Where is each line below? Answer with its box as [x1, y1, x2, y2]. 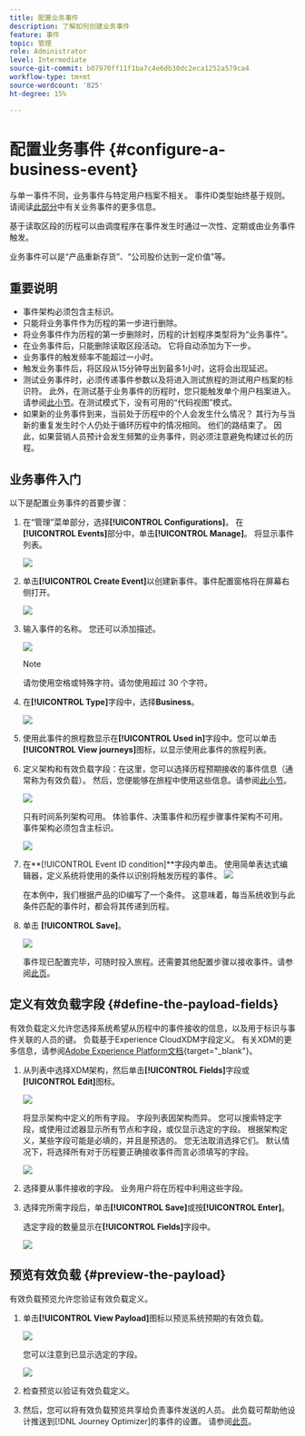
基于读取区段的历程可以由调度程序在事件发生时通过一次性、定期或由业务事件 [9, 221, 296, 231]
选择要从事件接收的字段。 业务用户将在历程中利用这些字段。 [22, 1182, 248, 1194]
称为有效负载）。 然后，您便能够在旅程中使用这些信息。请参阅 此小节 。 [30, 775, 292, 786]
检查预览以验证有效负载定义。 [22, 1385, 134, 1396]
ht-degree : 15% [9, 89, 67, 98]
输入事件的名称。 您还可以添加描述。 [22, 624, 161, 634]
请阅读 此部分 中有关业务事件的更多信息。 [9, 202, 161, 212]
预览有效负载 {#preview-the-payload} [9, 1267, 227, 1283]
